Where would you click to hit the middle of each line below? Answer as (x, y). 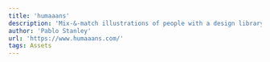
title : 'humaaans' (39, 16)
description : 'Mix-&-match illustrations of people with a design (122, 23)
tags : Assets (30, 46)
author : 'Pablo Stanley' (50, 31)
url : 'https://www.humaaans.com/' (66, 38)
